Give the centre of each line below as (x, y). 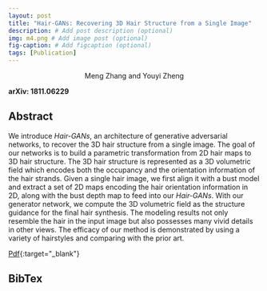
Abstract (31, 117)
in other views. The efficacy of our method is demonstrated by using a (124, 229)
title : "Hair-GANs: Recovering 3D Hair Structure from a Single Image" (130, 23)
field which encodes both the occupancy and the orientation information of (132, 170)
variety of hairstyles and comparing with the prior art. (96, 238)
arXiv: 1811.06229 (39, 91)
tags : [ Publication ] (43, 53)
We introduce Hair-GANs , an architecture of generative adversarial (118, 135)
